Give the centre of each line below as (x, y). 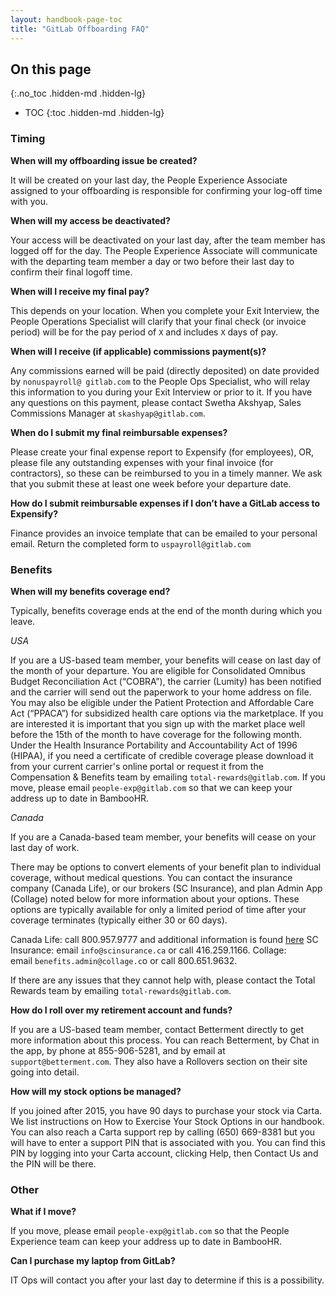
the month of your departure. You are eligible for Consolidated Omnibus (158, 670)
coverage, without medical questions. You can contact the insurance (151, 877)
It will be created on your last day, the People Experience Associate (149, 180)
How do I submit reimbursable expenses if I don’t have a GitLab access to (165, 503)
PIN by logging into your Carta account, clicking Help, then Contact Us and (164, 1153)
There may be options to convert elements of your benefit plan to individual (166, 867)
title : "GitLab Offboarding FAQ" (80, 29)
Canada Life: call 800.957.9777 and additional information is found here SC (164, 939)
